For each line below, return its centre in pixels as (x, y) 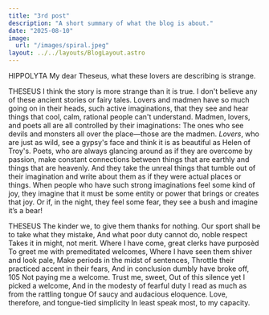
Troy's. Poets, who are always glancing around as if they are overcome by (130, 151)
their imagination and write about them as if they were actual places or (125, 176)
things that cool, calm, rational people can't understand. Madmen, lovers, (129, 117)
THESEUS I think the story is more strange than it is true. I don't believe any (133, 91)
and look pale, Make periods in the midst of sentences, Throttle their (121, 260)
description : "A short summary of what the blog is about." (111, 23)
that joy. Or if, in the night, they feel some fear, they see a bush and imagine (133, 202)
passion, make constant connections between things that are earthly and (129, 160)
